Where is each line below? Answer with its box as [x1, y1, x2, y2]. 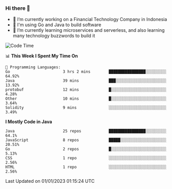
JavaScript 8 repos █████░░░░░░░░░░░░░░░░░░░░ [5, 138, 167, 143]
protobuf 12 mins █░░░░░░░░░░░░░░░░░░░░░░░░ [5, 87, 167, 92]
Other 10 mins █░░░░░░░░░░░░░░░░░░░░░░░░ [5, 96, 167, 102]
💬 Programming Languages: [5, 65, 61, 70]
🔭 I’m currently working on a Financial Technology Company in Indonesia [12, 16, 167, 23]
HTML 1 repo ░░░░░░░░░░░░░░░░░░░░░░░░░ [5, 164, 167, 170]
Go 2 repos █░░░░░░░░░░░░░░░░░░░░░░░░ [5, 146, 167, 152]
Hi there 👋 [5, 5, 31, 12]
